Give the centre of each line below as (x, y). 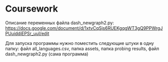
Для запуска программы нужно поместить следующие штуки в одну (80, 43)
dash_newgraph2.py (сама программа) (47, 54)
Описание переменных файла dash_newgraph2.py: (60, 23)
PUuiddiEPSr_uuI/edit (27, 33)
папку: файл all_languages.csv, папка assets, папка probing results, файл (82, 48)
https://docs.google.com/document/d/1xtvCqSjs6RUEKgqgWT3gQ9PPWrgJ (84, 28)
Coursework (32, 9)
